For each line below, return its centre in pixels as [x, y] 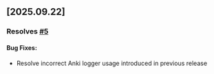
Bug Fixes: [22, 47]
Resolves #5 [28, 32]
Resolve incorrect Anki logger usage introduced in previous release [112, 63]
